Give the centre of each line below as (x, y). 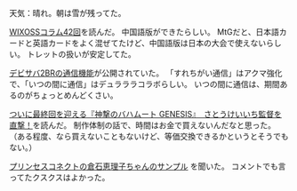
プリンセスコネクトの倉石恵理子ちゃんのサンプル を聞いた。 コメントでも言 (148, 166)
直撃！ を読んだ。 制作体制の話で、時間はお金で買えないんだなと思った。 (142, 125)
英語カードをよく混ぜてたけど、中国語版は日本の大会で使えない (149, 43)
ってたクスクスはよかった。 (60, 177)
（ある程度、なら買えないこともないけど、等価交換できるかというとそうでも (149, 136)
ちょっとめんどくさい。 (75, 95)
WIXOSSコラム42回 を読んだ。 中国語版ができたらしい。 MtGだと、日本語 (144, 32)
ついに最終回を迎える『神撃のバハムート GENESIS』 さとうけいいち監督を (146, 114)
